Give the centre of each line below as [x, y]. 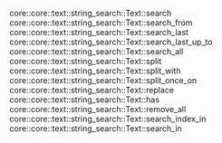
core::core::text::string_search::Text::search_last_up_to [111, 42]
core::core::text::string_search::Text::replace [92, 90]
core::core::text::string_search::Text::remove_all [98, 109]
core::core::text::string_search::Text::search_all [97, 52]
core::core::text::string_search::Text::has [85, 100]
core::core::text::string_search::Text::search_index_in [108, 119]
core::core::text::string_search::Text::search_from [101, 23]
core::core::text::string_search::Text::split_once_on [103, 80]
